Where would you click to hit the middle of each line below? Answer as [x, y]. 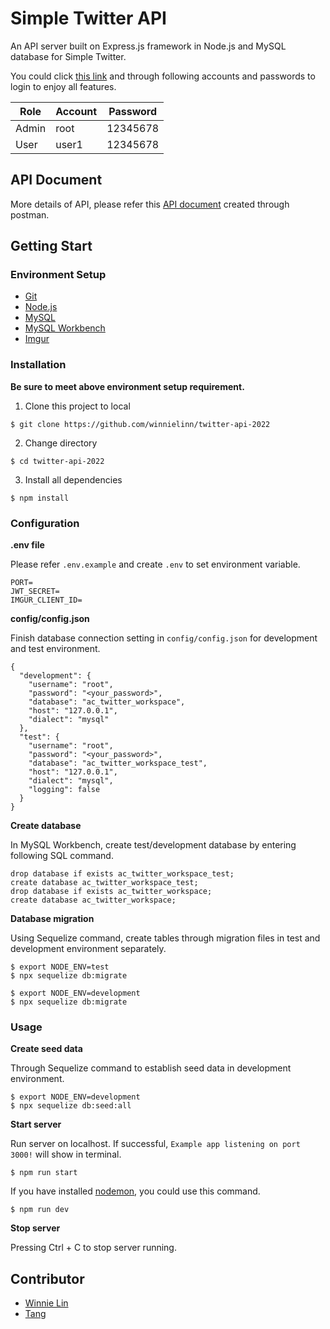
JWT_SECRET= [35, 592]
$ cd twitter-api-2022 [57, 461]
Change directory [61, 443]
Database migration [52, 919]
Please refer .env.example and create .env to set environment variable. [155, 564]
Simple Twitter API [88, 18]
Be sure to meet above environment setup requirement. [127, 386]
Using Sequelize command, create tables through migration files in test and [165, 938]
